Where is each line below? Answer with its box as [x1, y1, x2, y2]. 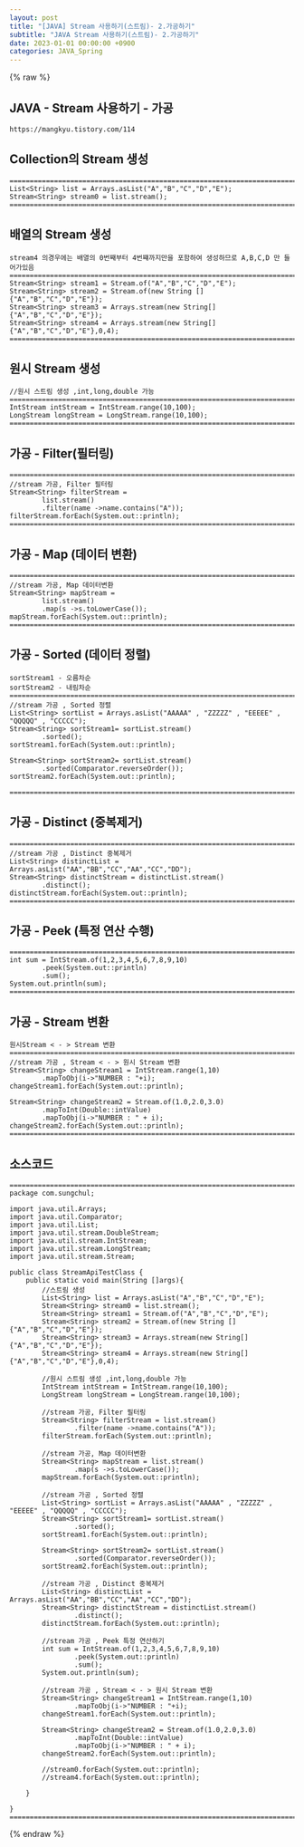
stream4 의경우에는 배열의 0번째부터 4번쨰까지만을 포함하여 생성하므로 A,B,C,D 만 [9, 253, 280, 263]
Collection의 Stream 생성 [9, 151, 149, 168]
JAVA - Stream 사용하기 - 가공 [9, 101, 174, 116]
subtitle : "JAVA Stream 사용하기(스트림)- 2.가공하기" [9, 30, 200, 39]
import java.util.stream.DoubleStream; [9, 1228, 160, 1237]
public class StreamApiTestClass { [9, 1268, 144, 1277]
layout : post [9, 13, 59, 23]
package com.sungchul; [9, 1188, 95, 1198]
